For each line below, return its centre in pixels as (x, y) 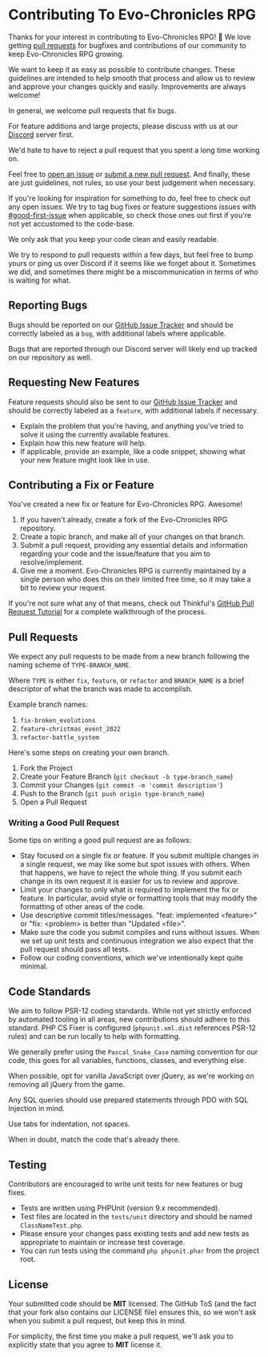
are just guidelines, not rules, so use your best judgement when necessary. (132, 183)
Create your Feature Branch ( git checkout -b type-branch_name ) (126, 777)
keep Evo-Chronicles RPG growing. (66, 54)
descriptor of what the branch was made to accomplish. (101, 689)
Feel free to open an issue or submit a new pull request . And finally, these (129, 174)
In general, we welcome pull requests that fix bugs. (92, 111)
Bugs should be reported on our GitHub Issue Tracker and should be (121, 324)
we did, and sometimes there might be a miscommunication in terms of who (133, 272)
